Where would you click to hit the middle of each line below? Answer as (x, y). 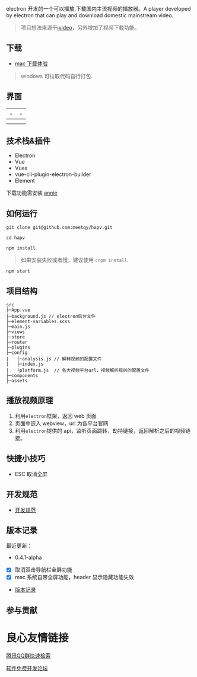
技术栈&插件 (28, 141)
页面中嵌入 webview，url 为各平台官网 (61, 423)
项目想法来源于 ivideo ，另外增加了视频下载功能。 (80, 28)
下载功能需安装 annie (32, 193)
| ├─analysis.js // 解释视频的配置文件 (54, 359)
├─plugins (18, 348)
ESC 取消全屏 (31, 474)
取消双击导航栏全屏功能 (43, 570)
